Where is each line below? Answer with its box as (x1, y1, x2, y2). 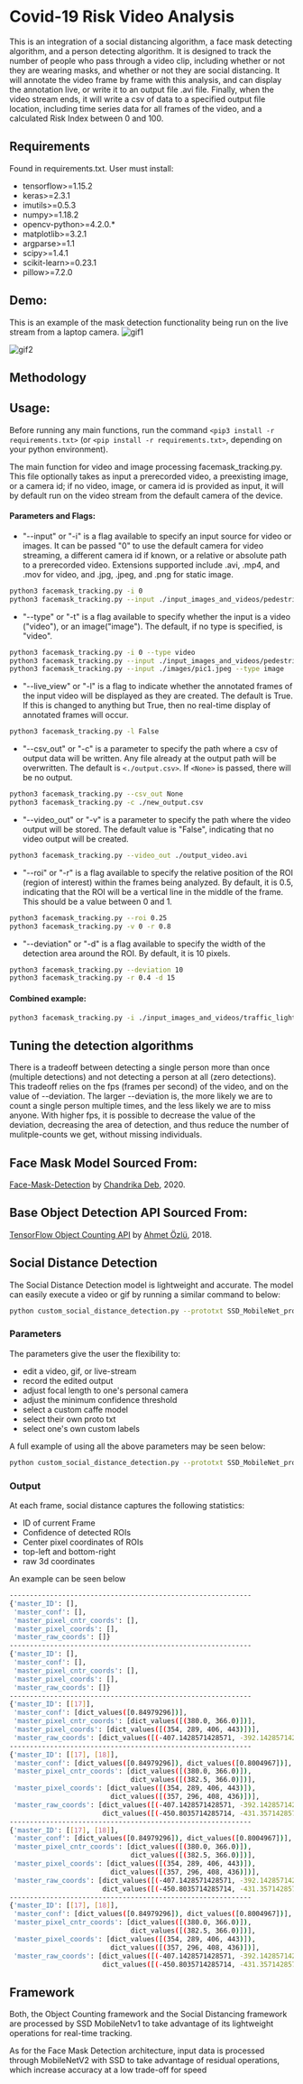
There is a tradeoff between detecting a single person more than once (9, 1062, 271, 1073)
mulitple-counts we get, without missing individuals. (9, 1130, 203, 1140)
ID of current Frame (22, 1517, 96, 1528)
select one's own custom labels (22, 1423, 140, 1434)
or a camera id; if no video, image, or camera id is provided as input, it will (9, 480, 284, 491)
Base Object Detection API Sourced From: (9, 1205, 248, 1221)
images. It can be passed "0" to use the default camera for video (22, 539, 264, 551)
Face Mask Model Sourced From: (9, 1155, 198, 1170)
